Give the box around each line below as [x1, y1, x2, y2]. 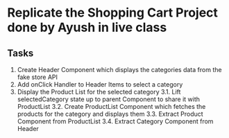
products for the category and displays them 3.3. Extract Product [17, 110, 203, 118]
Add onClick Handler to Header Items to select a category [17, 80, 183, 88]
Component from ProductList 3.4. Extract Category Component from [17, 117, 214, 126]
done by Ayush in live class [7, 19, 167, 35]
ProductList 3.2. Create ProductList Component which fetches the [17, 103, 206, 110]
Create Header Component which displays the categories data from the [17, 66, 222, 74]
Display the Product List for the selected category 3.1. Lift [17, 88, 181, 96]
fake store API [17, 73, 58, 81]
